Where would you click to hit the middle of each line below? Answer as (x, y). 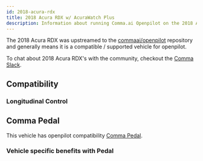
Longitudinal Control (37, 101)
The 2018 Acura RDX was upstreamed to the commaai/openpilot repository (100, 41)
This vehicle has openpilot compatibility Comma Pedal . (75, 135)
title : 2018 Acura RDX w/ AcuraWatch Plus (60, 18)
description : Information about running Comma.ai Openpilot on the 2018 (100, 23)
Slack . (14, 65)
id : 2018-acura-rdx (31, 12)
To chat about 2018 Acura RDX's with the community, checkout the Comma (100, 59)
